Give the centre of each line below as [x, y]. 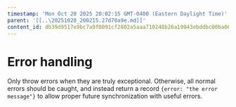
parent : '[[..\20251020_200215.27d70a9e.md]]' [77, 20]
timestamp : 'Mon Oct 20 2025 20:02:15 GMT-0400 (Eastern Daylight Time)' [118, 14]
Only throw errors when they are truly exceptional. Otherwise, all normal [111, 81]
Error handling [50, 62]
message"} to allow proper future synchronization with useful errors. [105, 96]
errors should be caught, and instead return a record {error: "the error [112, 89]
